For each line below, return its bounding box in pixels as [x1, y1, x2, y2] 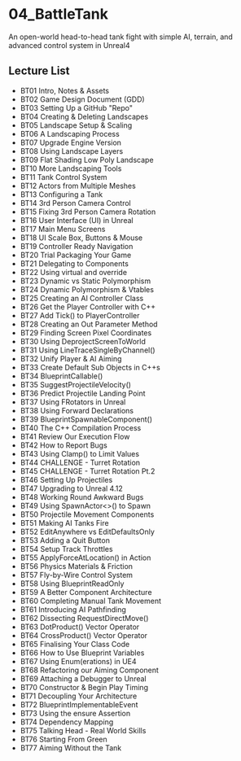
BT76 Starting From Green [20, 734, 107, 744]
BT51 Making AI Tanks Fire [20, 518, 109, 527]
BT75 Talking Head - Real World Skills [20, 725, 147, 735]
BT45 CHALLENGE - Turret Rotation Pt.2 [20, 466, 156, 476]
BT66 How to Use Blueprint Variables [20, 648, 145, 658]
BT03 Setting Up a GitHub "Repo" [20, 103, 133, 112]
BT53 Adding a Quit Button [20, 535, 110, 545]
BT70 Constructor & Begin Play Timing [20, 682, 149, 692]
